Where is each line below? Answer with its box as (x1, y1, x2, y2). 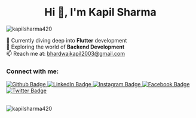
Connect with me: (6, 67, 59, 75)
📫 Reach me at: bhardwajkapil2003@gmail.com (6, 50, 125, 57)
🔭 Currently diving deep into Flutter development (6, 37, 127, 44)
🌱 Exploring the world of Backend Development (6, 43, 125, 50)
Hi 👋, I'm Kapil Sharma (44, 5, 157, 19)
